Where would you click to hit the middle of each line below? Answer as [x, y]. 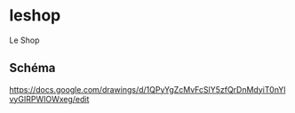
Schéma [32, 68]
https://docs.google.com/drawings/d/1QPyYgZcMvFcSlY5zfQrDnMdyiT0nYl [147, 89]
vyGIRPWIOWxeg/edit [49, 99]
